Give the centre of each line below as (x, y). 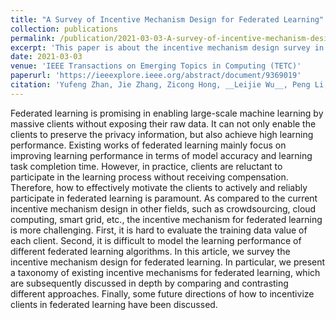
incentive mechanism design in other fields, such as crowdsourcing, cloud (163, 208)
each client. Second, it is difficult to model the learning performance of (156, 240)
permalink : (33, 38)
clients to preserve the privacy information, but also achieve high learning (162, 134)
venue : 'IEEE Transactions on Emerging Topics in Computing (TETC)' (156, 66)
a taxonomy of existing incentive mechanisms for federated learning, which (165, 272)
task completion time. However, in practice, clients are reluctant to (146, 166)
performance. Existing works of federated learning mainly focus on (148, 145)
